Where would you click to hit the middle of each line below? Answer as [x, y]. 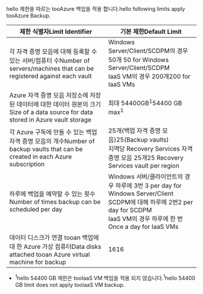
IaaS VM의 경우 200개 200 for [149, 76]
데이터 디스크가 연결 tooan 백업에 [54, 238]
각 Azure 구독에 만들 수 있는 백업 [53, 132]
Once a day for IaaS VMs [143, 227]
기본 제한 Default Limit [151, 32]
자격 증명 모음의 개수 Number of [52, 141]
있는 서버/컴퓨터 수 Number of [50, 61]
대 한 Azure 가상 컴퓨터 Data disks [55, 247]
